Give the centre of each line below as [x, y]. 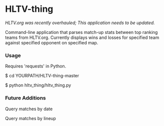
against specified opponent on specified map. [52, 42]
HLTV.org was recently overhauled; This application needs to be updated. [80, 23]
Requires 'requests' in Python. [36, 66]
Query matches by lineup [31, 118]
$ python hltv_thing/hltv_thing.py [38, 85]
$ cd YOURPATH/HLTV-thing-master [42, 76]
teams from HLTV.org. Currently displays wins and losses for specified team [82, 37]
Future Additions [25, 98]
